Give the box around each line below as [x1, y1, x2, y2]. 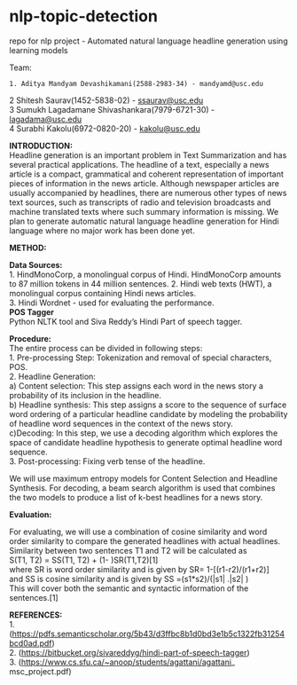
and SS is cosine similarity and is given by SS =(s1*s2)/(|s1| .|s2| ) [9, 573, 249, 584]
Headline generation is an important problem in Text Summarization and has [9, 149, 287, 161]
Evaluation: [9, 508, 52, 520]
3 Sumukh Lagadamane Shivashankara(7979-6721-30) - [9, 104, 215, 114]
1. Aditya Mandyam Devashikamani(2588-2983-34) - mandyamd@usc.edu [9, 79, 264, 88]
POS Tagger [9, 306, 55, 317]
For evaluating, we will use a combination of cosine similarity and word [9, 526, 268, 537]
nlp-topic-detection [9, 6, 158, 27]
